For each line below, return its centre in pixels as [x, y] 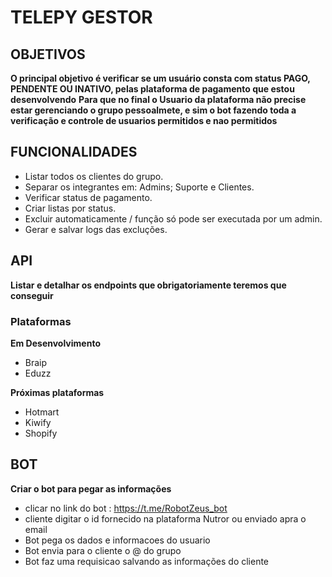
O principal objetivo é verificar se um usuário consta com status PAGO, [160, 78]
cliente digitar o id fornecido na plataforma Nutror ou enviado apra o [165, 518]
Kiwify [38, 422]
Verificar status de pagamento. [88, 197]
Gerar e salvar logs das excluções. [96, 229]
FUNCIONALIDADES [74, 152]
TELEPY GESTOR [81, 17]
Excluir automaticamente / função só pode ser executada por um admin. [173, 218]
